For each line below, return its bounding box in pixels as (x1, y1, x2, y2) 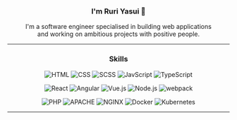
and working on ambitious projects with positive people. (37, 30, 200, 38)
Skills (109, 54, 128, 64)
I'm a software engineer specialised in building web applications (25, 23, 212, 31)
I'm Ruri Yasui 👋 (91, 6, 146, 16)
